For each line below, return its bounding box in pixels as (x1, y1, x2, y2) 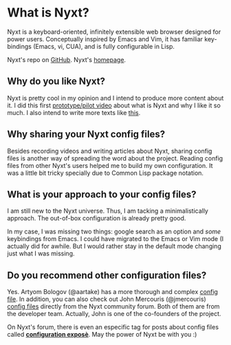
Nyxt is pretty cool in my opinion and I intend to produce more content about (7, 94, 224, 102)
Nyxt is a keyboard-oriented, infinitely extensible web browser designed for (7, 28, 221, 36)
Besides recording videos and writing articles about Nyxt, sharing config (7, 147, 212, 155)
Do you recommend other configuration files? (7, 269, 207, 281)
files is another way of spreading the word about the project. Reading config (7, 154, 223, 163)
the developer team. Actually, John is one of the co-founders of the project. (7, 310, 221, 318)
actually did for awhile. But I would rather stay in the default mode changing (7, 242, 221, 251)
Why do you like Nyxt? (7, 76, 105, 87)
